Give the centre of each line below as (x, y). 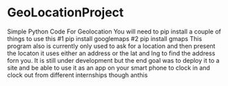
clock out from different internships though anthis (77, 75)
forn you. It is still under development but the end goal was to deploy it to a (113, 60)
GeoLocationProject (65, 13)
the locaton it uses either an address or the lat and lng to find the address (111, 53)
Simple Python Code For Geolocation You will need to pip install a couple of (114, 31)
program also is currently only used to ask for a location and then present (111, 46)
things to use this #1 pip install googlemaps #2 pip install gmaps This (105, 38)
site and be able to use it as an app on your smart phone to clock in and (108, 68)
